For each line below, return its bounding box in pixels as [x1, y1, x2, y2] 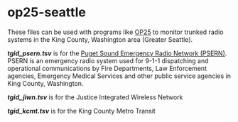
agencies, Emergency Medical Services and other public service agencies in [7, 72, 231, 80]
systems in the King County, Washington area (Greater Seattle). [7, 35, 193, 43]
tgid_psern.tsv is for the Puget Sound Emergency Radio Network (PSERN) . [7, 49, 227, 57]
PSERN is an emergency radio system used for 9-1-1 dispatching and [7, 56, 209, 65]
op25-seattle [7, 4, 87, 21]
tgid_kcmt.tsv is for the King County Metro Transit [7, 106, 156, 115]
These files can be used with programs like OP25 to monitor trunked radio [7, 28, 224, 36]
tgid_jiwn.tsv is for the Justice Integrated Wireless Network [7, 93, 183, 101]
